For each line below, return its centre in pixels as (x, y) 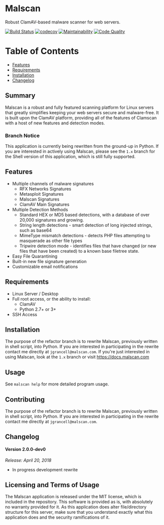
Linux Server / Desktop (35, 294)
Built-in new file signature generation (49, 261)
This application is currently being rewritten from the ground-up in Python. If (82, 146)
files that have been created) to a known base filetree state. (79, 251)
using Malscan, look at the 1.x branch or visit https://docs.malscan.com (77, 357)
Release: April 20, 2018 (28, 460)
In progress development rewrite (45, 469)
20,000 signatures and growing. (51, 220)
